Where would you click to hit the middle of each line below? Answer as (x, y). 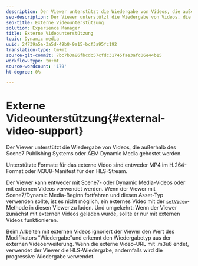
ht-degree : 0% (24, 72)
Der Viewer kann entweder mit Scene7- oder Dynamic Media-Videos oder (96, 182)
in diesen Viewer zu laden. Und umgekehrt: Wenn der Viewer (103, 208)
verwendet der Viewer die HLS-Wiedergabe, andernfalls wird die (85, 250)
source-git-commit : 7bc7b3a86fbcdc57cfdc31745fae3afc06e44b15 (84, 55)
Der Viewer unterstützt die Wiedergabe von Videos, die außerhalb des (91, 147)
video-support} (45, 131)
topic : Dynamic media (33, 39)
